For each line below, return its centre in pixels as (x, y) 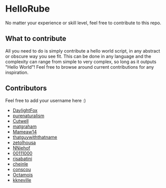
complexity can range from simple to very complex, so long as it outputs (81, 62)
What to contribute (36, 39)
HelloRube (28, 9)
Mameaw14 (25, 131)
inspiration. (17, 72)
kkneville (22, 180)
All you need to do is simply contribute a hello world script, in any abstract (83, 51)
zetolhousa (24, 143)
